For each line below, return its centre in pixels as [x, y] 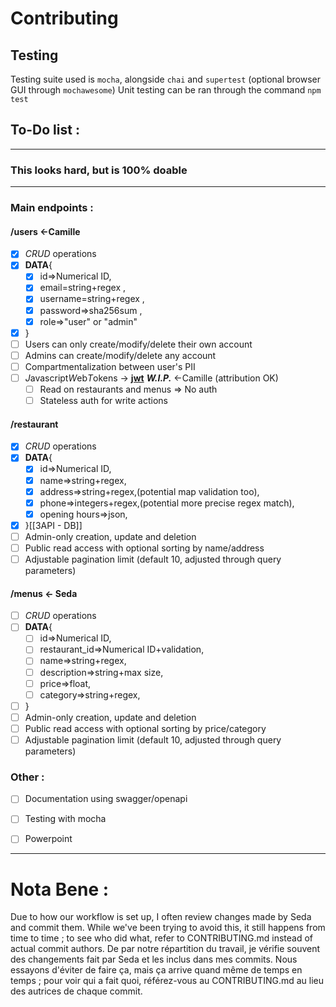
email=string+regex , [83, 288]
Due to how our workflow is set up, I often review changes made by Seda [161, 917]
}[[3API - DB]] [53, 525]
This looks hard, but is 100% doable [99, 170]
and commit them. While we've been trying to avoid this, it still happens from [168, 928]
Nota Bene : [60, 889]
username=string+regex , [92, 299]
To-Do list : [45, 130]
